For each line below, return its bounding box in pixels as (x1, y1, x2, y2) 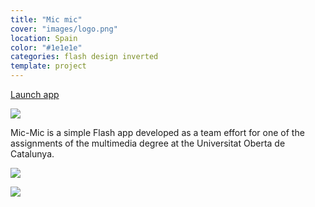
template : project (10, 61, 87, 71)
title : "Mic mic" (10, 14, 83, 25)
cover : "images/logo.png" (10, 24, 118, 34)
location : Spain (10, 33, 78, 43)
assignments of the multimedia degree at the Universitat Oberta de (10, 137, 286, 149)
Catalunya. (10, 148, 55, 160)
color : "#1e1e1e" (10, 42, 83, 53)
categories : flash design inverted (10, 52, 159, 62)
